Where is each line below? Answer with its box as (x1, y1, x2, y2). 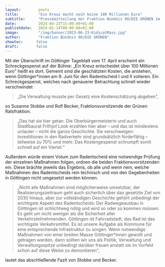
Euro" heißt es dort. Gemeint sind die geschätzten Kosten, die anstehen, (5, 68, 152, 74)
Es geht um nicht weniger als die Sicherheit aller (17, 211, 116, 217)
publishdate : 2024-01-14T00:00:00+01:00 (5, 26, 94, 31)
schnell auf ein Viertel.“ (17, 144, 65, 150)
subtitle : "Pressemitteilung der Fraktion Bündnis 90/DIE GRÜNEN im (5, 16, 161, 21)
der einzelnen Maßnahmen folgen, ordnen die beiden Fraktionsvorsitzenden (5, 159, 160, 165)
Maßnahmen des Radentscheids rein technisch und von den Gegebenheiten (5, 169, 160, 176)
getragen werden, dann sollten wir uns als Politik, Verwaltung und (17, 237, 151, 243)
